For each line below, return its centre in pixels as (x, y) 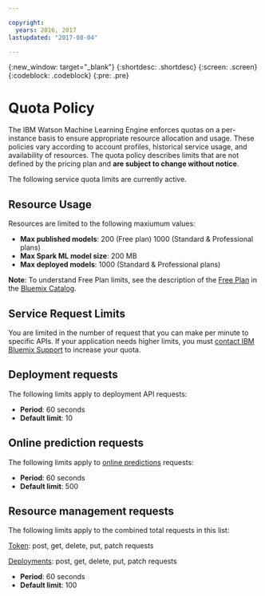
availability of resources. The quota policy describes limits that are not (124, 156)
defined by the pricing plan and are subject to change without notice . (124, 164)
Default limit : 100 (48, 585)
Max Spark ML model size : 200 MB (78, 256)
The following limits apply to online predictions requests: (101, 462)
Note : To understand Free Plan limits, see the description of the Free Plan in (133, 280)
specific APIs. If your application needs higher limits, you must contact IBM (132, 341)
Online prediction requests (76, 443)
